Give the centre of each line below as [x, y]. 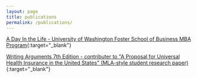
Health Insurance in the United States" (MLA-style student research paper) [97, 63]
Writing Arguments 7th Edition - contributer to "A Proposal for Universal [93, 57]
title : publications [32, 17]
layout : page [22, 11]
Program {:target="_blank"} [39, 45]
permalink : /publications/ [39, 22]
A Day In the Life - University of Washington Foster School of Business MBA [98, 39]
